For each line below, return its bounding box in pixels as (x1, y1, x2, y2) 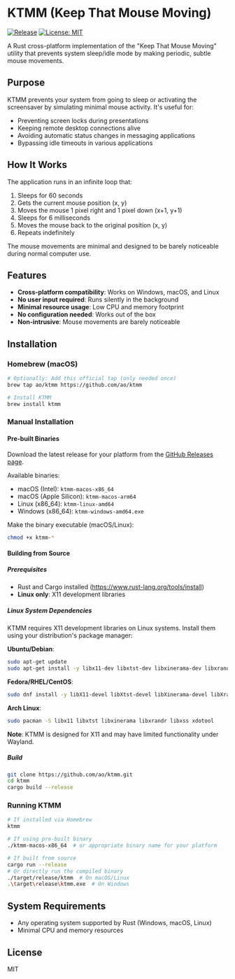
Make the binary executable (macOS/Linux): (7, 520, 134, 529)
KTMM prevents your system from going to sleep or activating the (7, 95, 197, 104)
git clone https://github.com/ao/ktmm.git (7, 771, 133, 778)
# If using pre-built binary (7, 836, 92, 843)
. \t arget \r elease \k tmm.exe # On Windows (7, 880, 130, 888)
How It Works (7, 159, 68, 171)
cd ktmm (7, 777, 30, 784)
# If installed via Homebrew (7, 817, 92, 824)
